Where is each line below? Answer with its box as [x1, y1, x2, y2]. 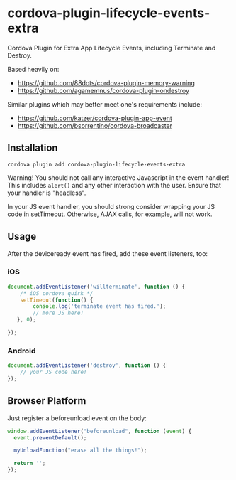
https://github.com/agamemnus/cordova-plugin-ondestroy [17, 86, 190, 95]
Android [7, 346, 36, 356]
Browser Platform [7, 395, 86, 407]
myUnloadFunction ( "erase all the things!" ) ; [13, 447, 147, 454]
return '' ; [13, 460, 46, 467]
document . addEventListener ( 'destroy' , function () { [7, 362, 167, 369]
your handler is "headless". [7, 188, 86, 197]
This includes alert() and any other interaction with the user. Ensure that [7, 181, 222, 189]
